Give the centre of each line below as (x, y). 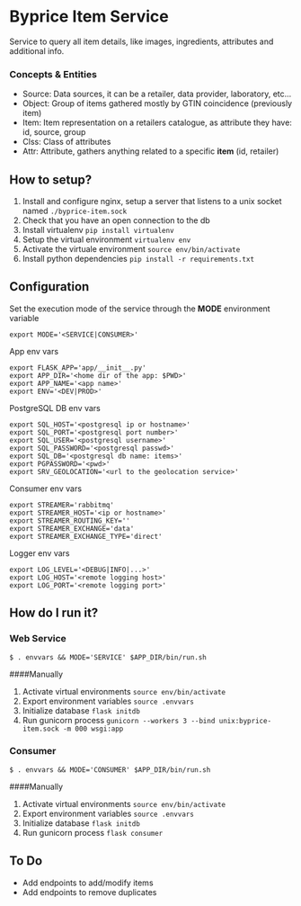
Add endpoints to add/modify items (88, 883)
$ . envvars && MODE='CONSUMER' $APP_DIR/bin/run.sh (110, 770)
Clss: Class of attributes (66, 142)
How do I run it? (54, 613)
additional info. (37, 50)
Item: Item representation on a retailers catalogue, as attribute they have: (157, 122)
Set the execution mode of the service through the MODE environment (140, 309)
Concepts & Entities (53, 74)
